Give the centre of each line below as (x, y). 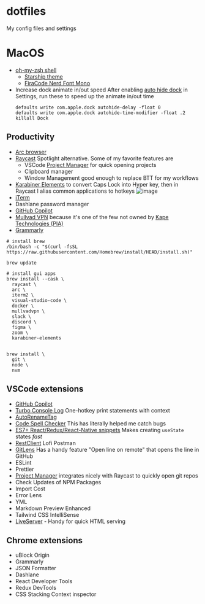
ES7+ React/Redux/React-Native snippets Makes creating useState (99, 430)
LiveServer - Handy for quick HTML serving (70, 521)
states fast (29, 436)
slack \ (22, 316)
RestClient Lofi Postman (46, 443)
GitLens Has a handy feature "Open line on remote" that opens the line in (107, 449)
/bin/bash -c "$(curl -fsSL (42, 247)
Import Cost (30, 489)
